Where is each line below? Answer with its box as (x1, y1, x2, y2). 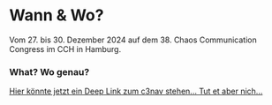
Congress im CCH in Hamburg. (9, 43, 122, 54)
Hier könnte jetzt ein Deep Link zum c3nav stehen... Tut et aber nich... (9, 86, 263, 97)
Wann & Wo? (9, 5, 104, 26)
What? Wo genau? (9, 65, 90, 78)
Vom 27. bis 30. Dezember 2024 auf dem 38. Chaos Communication (9, 34, 258, 45)
